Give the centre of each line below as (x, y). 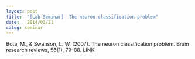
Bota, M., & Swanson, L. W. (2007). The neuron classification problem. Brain (97, 44)
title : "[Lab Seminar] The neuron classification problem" (82, 17)
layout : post (22, 11)
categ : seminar (25, 27)
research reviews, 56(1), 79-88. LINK (50, 50)
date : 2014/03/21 (30, 22)
